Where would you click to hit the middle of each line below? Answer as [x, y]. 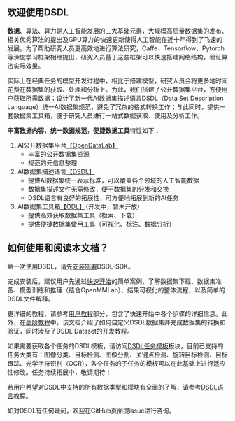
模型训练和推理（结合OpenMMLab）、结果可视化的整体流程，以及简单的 [122, 290]
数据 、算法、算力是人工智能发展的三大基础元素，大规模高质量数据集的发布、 [117, 31]
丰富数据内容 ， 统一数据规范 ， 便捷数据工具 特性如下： [84, 130]
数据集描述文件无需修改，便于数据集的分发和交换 [98, 189]
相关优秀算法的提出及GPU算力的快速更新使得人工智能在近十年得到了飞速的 [115, 39]
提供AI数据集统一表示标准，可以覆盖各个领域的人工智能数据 [114, 180]
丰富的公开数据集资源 [58, 154]
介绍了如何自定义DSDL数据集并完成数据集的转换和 [153, 322]
